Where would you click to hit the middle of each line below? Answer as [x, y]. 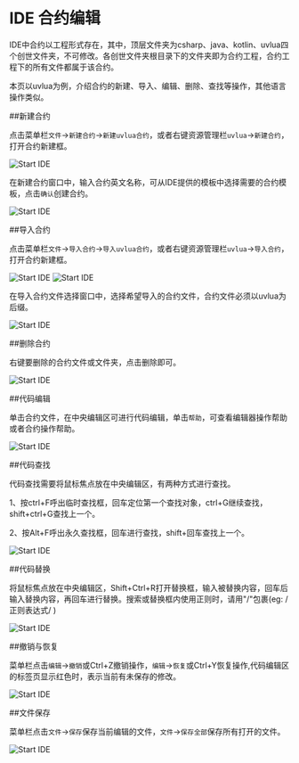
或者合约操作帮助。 [44, 428]
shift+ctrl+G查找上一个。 [55, 513]
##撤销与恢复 [34, 646]
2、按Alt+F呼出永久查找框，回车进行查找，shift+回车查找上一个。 [129, 532]
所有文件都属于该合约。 [75, 67]
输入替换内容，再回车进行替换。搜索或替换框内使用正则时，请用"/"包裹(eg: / [149, 599]
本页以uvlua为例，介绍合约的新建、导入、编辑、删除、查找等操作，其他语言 [148, 86]
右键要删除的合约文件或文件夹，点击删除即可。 [95, 362]
